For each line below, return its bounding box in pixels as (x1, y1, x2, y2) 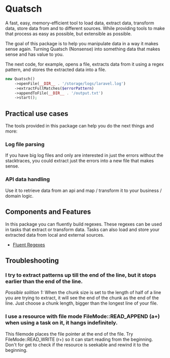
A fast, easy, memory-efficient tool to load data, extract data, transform (5, 20, 154, 26)
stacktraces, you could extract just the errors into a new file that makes (5, 158, 154, 164)
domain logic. (5, 192, 34, 199)
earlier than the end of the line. (5, 278, 83, 285)
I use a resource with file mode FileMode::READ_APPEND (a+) (5, 313, 160, 320)
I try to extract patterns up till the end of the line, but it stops (5, 271, 156, 278)
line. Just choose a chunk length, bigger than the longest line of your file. (5, 300, 158, 306)
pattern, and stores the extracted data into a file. (5, 67, 107, 73)
